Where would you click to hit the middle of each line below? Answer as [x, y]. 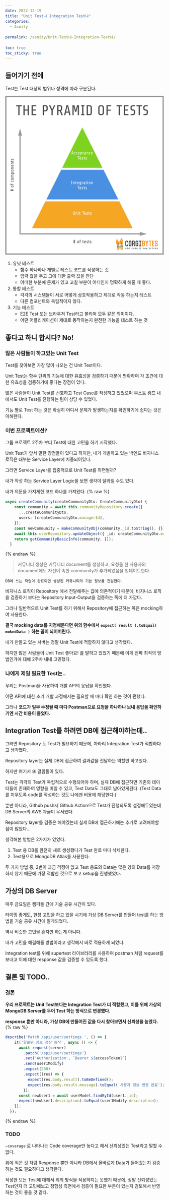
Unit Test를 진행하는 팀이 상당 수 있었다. [58, 399]
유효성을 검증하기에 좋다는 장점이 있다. [48, 382]
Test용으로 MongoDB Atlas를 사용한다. [51, 857]
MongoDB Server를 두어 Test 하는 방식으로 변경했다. [58, 1010]
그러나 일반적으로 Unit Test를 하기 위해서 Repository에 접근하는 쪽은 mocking [82, 608]
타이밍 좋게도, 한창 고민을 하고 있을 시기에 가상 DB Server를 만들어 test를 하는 [82, 915]
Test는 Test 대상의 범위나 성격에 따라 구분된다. [51, 89]
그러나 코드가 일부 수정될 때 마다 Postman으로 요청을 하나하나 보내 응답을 [77, 707]
